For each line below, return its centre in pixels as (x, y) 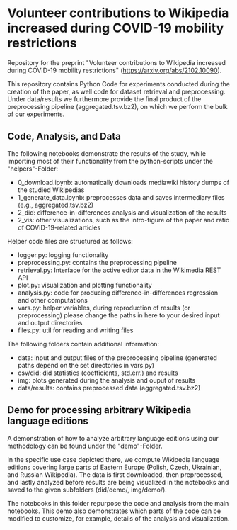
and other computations (53, 300)
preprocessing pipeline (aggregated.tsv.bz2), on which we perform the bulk (117, 106)
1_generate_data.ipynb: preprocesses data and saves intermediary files (121, 197)
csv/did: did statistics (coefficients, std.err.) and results (98, 373)
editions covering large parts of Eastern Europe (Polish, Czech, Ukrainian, (115, 467)
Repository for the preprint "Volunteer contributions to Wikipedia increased (117, 62)
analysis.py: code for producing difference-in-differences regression (117, 293)
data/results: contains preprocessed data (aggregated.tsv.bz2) (109, 388)
